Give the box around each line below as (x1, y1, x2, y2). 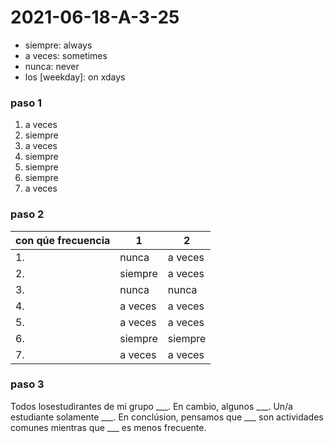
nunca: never (24, 60, 80, 72)
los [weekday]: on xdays (24, 71, 126, 83)
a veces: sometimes (24, 49, 108, 61)
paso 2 (10, 207, 45, 221)
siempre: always (24, 39, 93, 51)
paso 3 (10, 377, 45, 391)
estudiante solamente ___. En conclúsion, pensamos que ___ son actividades (10, 411, 324, 423)
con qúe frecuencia (15, 233, 111, 247)
